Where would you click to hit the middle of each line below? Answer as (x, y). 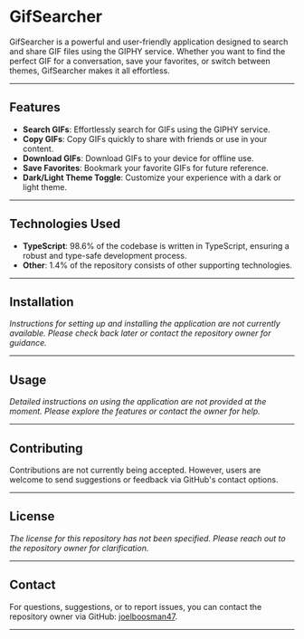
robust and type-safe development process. (104, 255)
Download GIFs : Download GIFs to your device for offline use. (138, 158)
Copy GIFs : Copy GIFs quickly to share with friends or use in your (145, 138)
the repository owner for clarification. (79, 548)
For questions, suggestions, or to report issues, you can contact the (136, 606)
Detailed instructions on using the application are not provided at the (138, 402)
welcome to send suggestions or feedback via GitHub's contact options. (144, 480)
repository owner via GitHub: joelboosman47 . (94, 616)
